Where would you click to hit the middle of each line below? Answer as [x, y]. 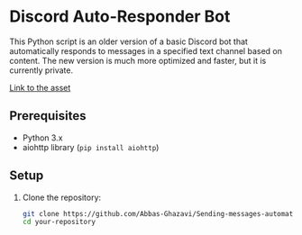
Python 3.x [42, 138]
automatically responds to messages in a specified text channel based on [146, 50]
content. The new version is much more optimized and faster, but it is [138, 60]
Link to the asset [40, 87]
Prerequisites [48, 116]
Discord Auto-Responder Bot [120, 17]
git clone [41, 213]
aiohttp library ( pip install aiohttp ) [91, 147]
